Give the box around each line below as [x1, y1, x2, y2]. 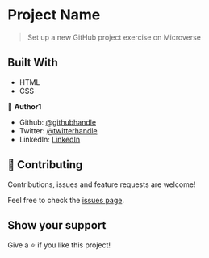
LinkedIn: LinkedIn [19, 134, 81, 144]
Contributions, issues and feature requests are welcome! [7, 180, 196, 189]
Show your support [7, 218, 107, 232]
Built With [7, 56, 58, 70]
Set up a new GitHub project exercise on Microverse [27, 32, 201, 42]
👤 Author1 [7, 101, 42, 111]
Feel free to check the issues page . [7, 195, 124, 205]
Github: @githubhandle [19, 117, 97, 127]
